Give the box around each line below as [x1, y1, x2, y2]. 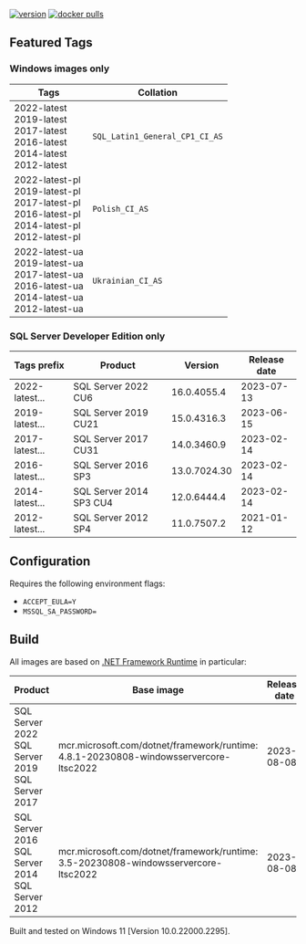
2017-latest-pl [14, 196, 81, 209]
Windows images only [9, 62, 110, 75]
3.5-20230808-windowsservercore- [57, 856, 223, 869]
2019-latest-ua [14, 257, 84, 269]
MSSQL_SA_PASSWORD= [22, 607, 97, 616]
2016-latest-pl [14, 207, 81, 220]
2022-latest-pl [14, 173, 81, 186]
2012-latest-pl [14, 230, 81, 243]
